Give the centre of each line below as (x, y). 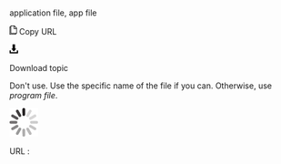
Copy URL (38, 32)
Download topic (39, 68)
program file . (34, 96)
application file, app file (53, 13)
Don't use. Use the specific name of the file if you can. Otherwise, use (141, 86)
